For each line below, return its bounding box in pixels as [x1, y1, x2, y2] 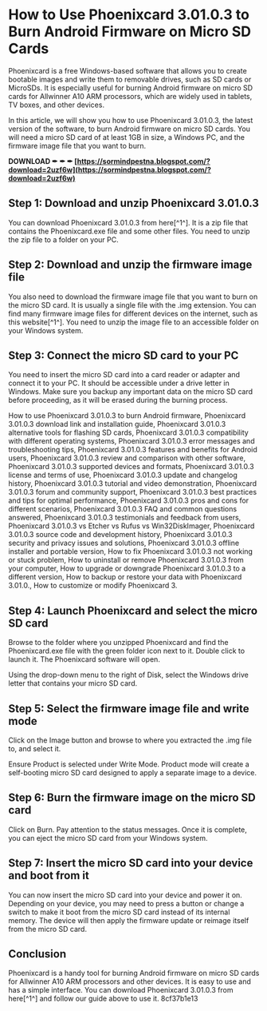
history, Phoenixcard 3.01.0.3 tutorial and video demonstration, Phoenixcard [8, 479, 257, 488]
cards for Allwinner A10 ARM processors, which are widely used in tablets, [8, 91, 253, 101]
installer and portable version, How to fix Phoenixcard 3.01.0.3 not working [8, 547, 253, 556]
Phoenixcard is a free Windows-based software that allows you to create [8, 66, 247, 75]
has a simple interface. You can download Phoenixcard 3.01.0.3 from [8, 985, 234, 995]
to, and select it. [8, 744, 61, 753]
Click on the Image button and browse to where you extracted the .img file [8, 735, 253, 745]
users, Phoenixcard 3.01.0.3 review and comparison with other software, [8, 453, 245, 463]
